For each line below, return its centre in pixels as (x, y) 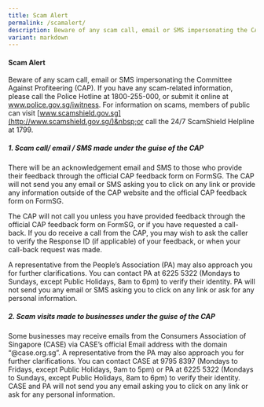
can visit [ (24, 113)
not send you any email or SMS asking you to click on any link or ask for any (131, 290)
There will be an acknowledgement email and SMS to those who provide (125, 168)
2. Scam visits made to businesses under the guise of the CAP (112, 317)
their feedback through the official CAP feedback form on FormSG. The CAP (132, 176)
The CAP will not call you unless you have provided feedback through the (127, 216)
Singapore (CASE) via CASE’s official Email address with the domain (118, 345)
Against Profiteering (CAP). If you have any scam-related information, (121, 88)
